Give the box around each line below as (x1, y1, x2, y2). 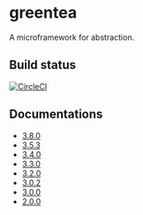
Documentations (9, 107, 103, 122)
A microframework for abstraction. (9, 32, 135, 42)
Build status (9, 58, 77, 73)
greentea (9, 3, 78, 23)
